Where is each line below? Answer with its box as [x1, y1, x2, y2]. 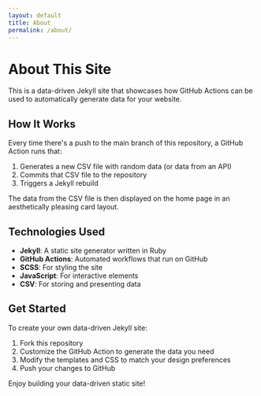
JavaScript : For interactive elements [19, 271, 139, 280]
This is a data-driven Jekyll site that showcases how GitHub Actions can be [8, 86, 254, 95]
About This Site [8, 60, 112, 78]
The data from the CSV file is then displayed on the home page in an [8, 194, 230, 203]
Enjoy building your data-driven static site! [8, 379, 146, 388]
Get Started [8, 302, 66, 316]
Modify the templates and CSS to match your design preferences [19, 355, 231, 365]
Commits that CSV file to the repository [19, 170, 147, 179]
